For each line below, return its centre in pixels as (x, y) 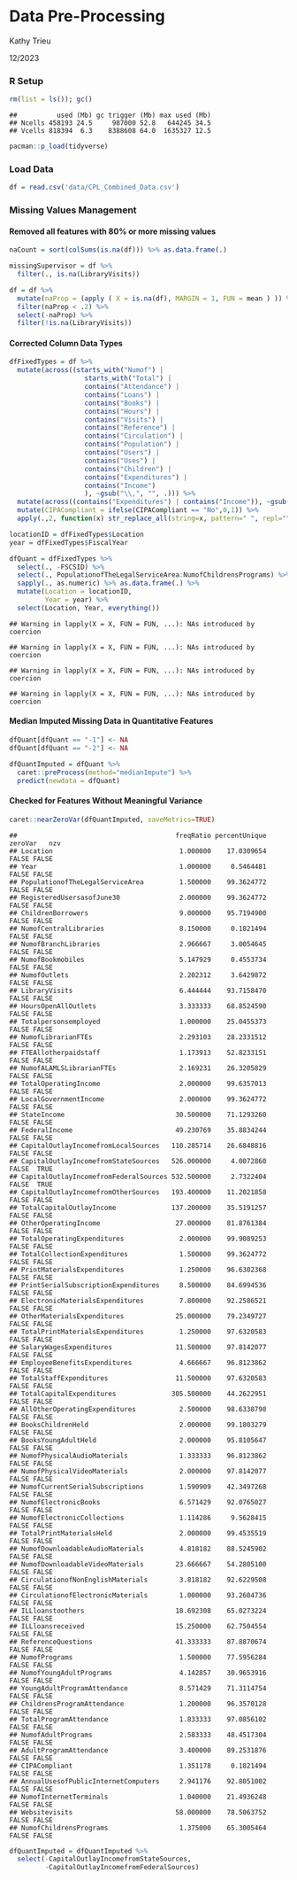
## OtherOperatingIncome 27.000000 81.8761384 (138, 1223)
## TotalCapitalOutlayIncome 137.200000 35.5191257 (138, 1208)
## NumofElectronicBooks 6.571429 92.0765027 (138, 1502)
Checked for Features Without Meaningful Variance (106, 801)
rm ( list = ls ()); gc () (51, 99)
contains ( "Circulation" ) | (134, 436)
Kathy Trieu (30, 41)
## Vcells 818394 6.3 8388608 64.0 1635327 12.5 (110, 131)
